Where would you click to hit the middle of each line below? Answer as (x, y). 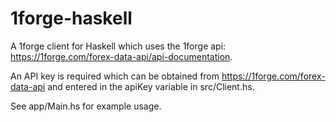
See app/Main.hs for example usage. (86, 106)
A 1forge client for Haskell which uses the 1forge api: (118, 46)
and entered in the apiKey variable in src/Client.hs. (151, 86)
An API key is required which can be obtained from (115, 76)
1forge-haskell (71, 18)
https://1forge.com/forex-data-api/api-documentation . (121, 56)
